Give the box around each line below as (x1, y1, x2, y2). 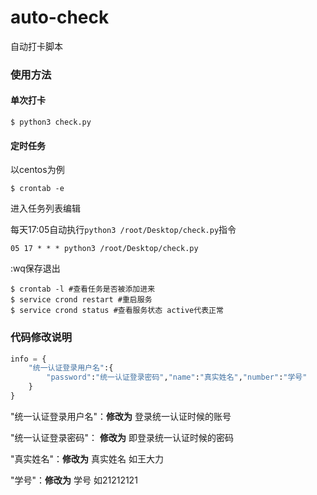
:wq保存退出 (10, 262, 61, 275)
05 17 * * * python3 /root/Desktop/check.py (10, 244, 199, 254)
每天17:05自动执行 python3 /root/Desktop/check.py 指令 (10, 224, 237, 236)
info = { (10, 354, 47, 364)
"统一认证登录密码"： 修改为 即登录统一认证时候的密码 (10, 431, 234, 443)
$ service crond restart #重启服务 (10, 295, 153, 305)
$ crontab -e (10, 184, 65, 194)
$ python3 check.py (10, 117, 92, 128)
